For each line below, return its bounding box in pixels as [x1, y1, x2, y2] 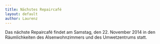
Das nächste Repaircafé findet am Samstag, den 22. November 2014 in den [5, 29, 156, 35]
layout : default [5, 12, 38, 16]
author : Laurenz [5, 16, 38, 21]
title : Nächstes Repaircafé [5, 7, 62, 12]
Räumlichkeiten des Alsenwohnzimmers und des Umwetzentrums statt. [5, 34, 147, 40]
